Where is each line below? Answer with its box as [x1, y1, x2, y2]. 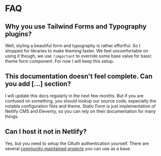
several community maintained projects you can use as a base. [5, 145, 131, 151]
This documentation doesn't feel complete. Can [5, 72, 153, 81]
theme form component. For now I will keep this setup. [5, 58, 114, 64]
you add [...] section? [5, 80, 72, 88]
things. [5, 113, 19, 119]
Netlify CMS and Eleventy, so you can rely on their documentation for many [5, 108, 156, 114]
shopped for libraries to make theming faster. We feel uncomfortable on [5, 48, 148, 53]
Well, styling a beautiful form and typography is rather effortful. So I [5, 43, 141, 49]
